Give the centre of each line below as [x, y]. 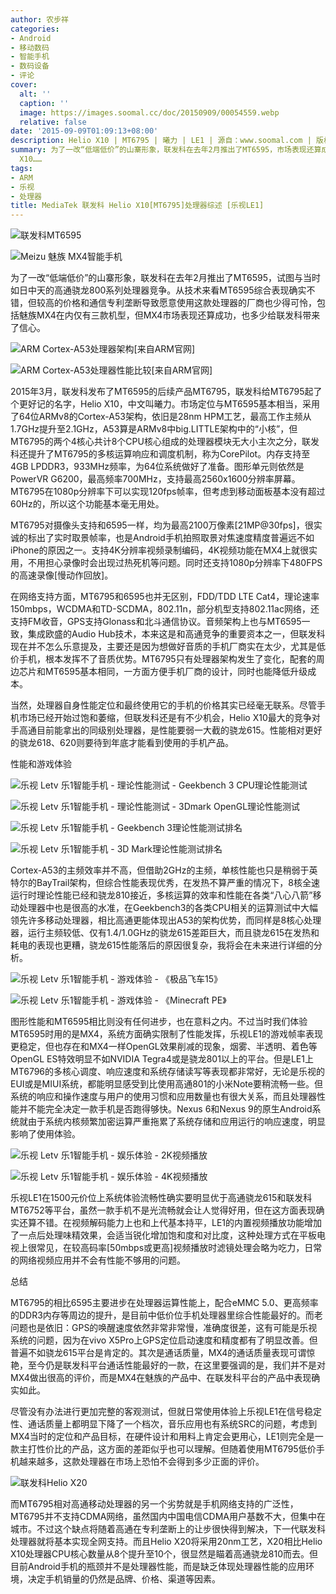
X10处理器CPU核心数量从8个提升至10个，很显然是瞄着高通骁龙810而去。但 [164, 1554]
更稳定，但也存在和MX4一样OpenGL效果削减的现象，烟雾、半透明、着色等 [164, 1047]
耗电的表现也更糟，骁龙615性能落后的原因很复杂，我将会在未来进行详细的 [162, 945]
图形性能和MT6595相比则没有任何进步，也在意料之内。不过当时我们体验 [159, 1022]
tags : [21, 168]
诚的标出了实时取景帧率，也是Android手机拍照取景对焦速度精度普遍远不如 [162, 538]
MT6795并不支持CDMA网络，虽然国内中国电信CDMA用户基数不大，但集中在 [168, 1517]
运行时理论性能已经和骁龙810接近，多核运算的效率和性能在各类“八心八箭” [161, 895]
